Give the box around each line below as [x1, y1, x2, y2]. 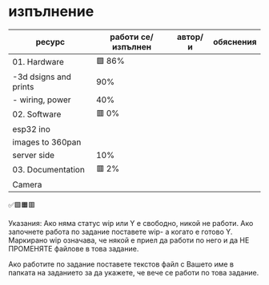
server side [12, 149, 54, 160]
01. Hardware [12, 57, 64, 68]
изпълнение [8, 2, 94, 21]
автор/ [177, 31, 204, 42]
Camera [12, 179, 42, 190]
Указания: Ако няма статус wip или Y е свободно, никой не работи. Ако [8, 218, 254, 228]
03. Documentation [12, 164, 86, 176]
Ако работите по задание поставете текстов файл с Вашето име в [8, 259, 235, 269]
